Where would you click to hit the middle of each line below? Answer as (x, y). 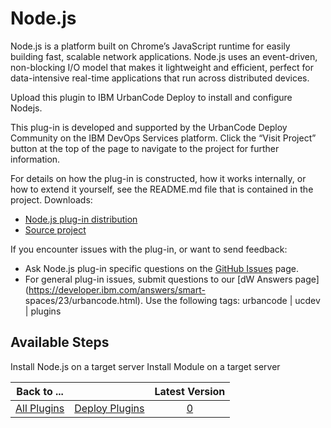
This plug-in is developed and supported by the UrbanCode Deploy (149, 127)
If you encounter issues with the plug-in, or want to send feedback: (149, 249)
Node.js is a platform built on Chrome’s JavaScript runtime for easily (150, 46)
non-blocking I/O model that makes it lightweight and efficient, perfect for (162, 67)
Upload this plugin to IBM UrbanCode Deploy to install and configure (151, 97)
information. (35, 159)
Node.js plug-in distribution (81, 219)
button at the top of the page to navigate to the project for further (145, 148)
